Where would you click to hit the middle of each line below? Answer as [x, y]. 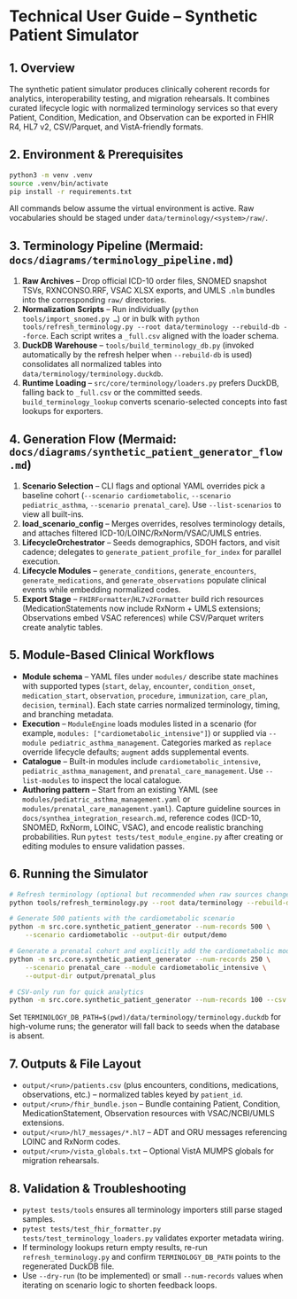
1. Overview [42, 68]
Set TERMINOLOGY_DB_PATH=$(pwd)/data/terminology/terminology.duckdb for [145, 1017]
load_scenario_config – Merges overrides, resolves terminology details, [153, 524]
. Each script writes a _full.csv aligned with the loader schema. [162, 336]
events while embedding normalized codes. [101, 590]
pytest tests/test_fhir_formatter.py [91, 1229]
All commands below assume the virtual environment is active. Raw [132, 208]
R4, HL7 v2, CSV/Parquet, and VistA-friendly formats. [106, 127]
